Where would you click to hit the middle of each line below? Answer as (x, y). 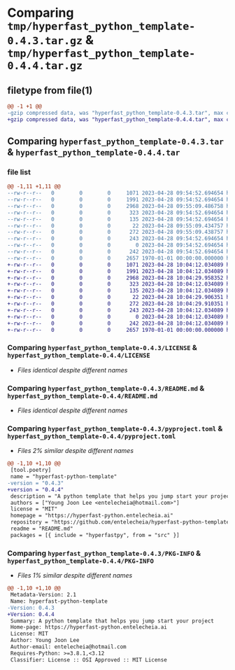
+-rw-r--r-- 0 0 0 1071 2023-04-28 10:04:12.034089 (115, 265)
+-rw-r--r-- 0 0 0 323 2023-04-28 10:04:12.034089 (115, 284)
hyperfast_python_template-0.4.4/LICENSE (79, 356)
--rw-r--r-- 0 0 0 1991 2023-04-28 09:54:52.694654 (115, 200)
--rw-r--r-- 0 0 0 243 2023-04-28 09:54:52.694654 (115, 239)
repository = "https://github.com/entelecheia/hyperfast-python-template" (121, 522)
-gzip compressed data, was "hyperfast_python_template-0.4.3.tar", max (115, 113)
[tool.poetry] (31, 470)
